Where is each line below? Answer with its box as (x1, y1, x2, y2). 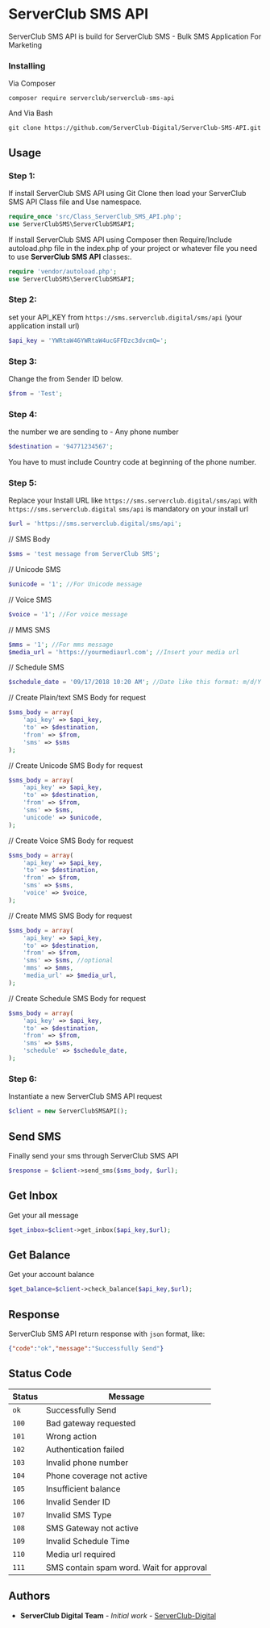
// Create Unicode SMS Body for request (8, 760, 143, 770)
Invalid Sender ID (45, 1496, 111, 1507)
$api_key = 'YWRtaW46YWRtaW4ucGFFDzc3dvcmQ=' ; (8, 336, 168, 344)
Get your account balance (8, 1270, 95, 1279)
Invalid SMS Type (45, 1509, 112, 1521)
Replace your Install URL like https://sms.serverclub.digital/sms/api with (8, 495, 258, 505)
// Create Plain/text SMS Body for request (8, 693, 147, 703)
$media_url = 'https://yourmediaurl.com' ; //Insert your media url (8, 648, 240, 656)
